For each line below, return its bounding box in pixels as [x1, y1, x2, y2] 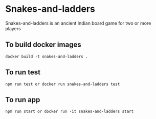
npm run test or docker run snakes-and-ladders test [5, 82, 120, 87]
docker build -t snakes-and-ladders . [5, 54, 88, 59]
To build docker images [5, 41, 81, 49]
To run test [5, 68, 41, 77]
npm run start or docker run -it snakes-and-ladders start [5, 109, 134, 114]
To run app [5, 95, 40, 104]
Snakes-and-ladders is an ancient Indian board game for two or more [5, 20, 151, 26]
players [5, 25, 21, 31]
